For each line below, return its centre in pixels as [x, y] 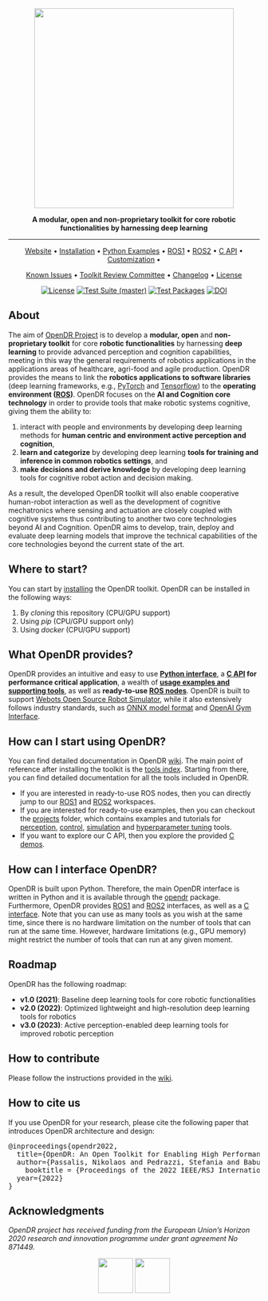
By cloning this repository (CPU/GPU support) [95, 613]
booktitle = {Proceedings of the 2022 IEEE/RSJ [120, 1170]
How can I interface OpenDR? [83, 870]
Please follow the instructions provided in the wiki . [91, 1078]
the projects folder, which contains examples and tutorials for [120, 819]
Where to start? [48, 570]
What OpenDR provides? [71, 655]
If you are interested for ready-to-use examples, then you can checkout [137, 810]
